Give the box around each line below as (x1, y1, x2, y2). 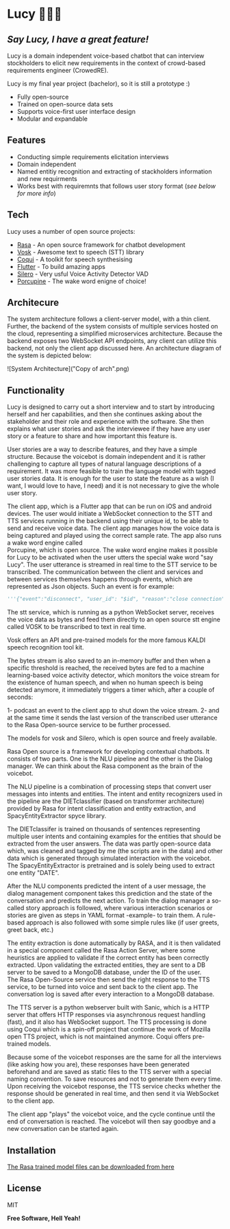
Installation (7, 1145, 56, 1156)
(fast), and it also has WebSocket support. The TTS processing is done (7, 1018, 207, 1026)
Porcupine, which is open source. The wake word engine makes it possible (7, 546, 218, 554)
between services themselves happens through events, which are (7, 575, 193, 584)
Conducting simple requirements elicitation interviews (16, 152, 169, 160)
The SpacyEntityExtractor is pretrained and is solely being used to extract (7, 861, 215, 870)
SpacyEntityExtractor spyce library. (7, 812, 107, 820)
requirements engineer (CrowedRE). (7, 67, 109, 74)
